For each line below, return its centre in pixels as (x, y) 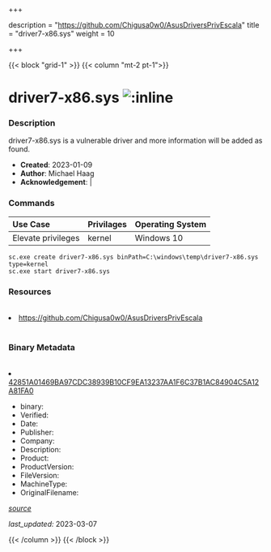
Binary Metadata (42, 347)
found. (19, 149)
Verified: (34, 415)
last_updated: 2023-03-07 (53, 524)
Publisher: (37, 432)
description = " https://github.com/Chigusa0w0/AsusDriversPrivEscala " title (134, 25)
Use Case (32, 224)
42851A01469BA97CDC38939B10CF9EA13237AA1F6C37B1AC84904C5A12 (134, 383)
